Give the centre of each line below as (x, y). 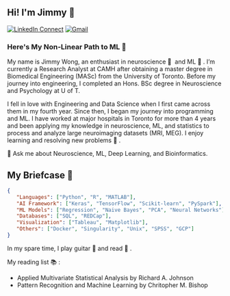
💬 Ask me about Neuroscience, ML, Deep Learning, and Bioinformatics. (107, 154)
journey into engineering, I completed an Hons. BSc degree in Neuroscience (114, 83)
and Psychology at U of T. (44, 91)
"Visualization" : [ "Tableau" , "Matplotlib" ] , (82, 223)
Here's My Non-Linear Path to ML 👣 (67, 46)
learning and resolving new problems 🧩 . (64, 140)
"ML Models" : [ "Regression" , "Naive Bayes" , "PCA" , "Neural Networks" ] (120, 210)
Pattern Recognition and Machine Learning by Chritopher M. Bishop (113, 285)
